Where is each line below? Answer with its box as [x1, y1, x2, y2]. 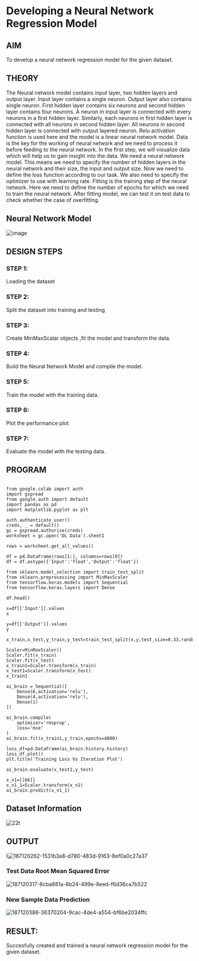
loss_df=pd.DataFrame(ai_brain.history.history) [6, 745, 129, 752]
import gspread [6, 491, 44, 497]
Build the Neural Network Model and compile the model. [6, 363, 143, 370]
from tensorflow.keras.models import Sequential [6, 579, 129, 586]
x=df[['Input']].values [6, 605, 65, 611]
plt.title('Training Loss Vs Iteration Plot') [6, 756, 123, 762]
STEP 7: [6, 434, 29, 442]
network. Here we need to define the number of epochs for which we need [6, 184, 189, 191]
